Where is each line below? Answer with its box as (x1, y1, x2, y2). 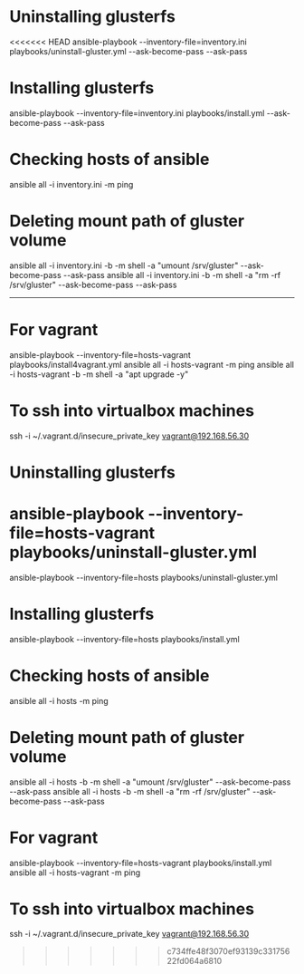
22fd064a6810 (166, 956, 223, 967)
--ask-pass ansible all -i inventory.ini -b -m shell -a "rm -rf (62, 269, 281, 280)
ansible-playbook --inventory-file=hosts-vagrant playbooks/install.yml (9, 857, 272, 868)
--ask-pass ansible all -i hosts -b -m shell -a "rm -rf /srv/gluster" (9, 786, 251, 796)
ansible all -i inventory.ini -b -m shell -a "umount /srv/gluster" (9, 260, 239, 271)
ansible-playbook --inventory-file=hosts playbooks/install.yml (9, 633, 240, 644)
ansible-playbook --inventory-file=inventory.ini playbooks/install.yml (9, 107, 265, 119)
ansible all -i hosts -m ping (9, 695, 109, 706)
